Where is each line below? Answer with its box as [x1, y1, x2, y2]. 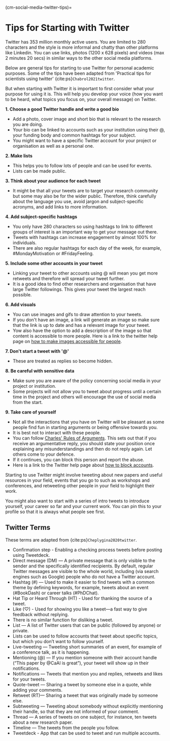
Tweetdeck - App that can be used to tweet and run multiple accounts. [12, 730, 161, 736]
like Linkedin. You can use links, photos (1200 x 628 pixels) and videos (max [5, 49, 164, 55]
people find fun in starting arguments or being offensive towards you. [12, 424, 158, 430]
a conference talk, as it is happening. [12, 649, 90, 655]
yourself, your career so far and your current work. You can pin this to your [5, 503, 162, 509]
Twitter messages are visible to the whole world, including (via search [12, 568, 159, 574]
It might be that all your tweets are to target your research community [12, 187, 158, 193]
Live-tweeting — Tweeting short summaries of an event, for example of [12, 644, 162, 650]
